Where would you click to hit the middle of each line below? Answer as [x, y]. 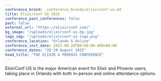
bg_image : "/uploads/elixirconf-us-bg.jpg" [50, 32]
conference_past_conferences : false [42, 18]
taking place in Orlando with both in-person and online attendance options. [81, 74]
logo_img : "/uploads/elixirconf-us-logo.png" [52, 37]
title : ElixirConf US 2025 [33, 14]
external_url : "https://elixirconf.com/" [48, 28]
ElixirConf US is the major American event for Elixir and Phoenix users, [76, 68]
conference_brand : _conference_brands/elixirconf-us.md [63, 9]
